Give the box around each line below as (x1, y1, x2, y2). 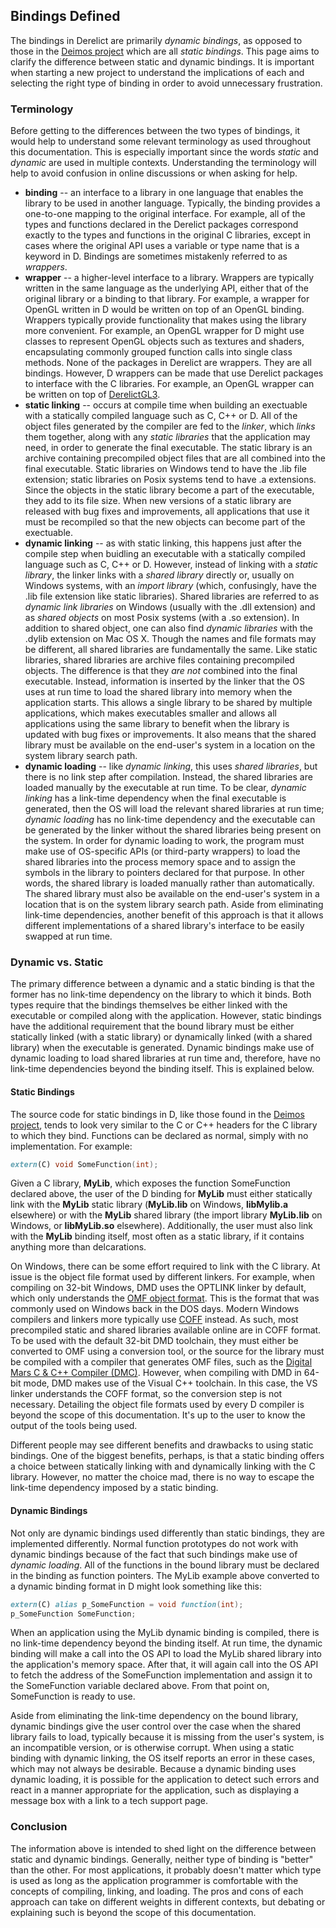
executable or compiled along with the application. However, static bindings (10, 1010, 322, 1022)
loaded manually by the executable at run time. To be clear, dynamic (24, 782, 307, 794)
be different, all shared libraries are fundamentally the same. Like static (24, 644, 318, 656)
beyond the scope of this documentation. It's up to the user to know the (10, 1409, 306, 1421)
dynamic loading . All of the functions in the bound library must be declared (10, 1559, 320, 1571)
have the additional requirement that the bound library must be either (10, 1020, 295, 1033)
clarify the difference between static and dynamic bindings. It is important (10, 55, 315, 68)
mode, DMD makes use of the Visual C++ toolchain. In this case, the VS (23, 1377, 318, 1389)
